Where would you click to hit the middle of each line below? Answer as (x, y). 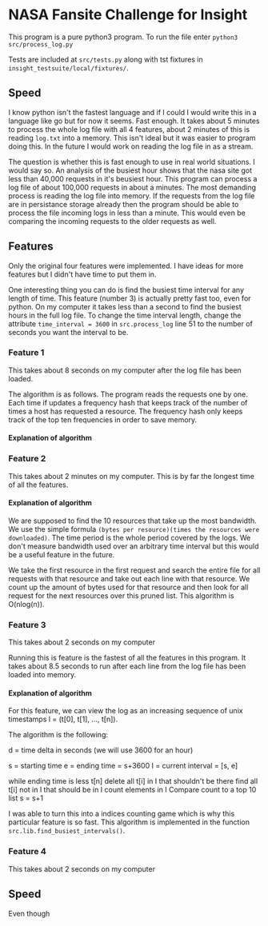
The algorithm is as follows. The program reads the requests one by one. (128, 394)
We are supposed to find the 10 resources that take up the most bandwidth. (133, 521)
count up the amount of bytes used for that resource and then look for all (128, 587)
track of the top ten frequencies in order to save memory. (103, 419)
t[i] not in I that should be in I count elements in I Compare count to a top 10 (132, 790)
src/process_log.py (41, 44)
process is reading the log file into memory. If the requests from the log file (132, 196)
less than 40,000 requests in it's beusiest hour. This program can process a (133, 178)
